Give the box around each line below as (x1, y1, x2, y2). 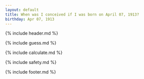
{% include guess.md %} (5, 40, 56, 46)
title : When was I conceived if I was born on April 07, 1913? (5, 12, 140, 17)
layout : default (5, 7, 39, 12)
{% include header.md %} (5, 30, 58, 36)
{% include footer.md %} (5, 69, 56, 75)
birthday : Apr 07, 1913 (5, 16, 55, 21)
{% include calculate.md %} (5, 49, 63, 55)
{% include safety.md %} (5, 59, 57, 65)
